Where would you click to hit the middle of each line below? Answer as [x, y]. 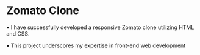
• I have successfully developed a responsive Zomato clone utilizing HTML [100, 27]
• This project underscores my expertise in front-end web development [96, 45]
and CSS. [18, 33]
